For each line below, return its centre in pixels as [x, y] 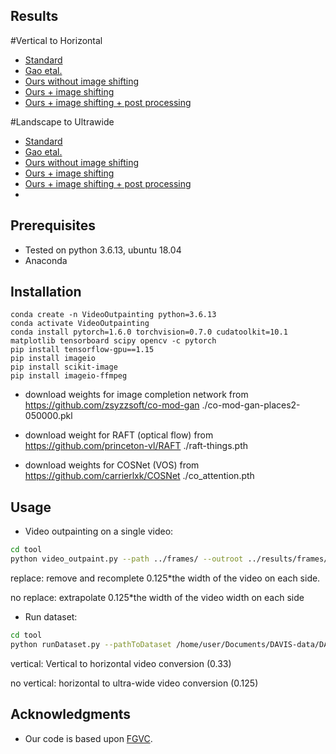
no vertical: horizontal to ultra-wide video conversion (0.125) [134, 683]
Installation [46, 292]
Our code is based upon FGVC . [88, 738]
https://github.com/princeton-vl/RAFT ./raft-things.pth [136, 446]
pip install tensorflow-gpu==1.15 [82, 350]
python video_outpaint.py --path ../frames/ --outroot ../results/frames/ [169, 559]
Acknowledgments [71, 714]
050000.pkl [48, 416]
